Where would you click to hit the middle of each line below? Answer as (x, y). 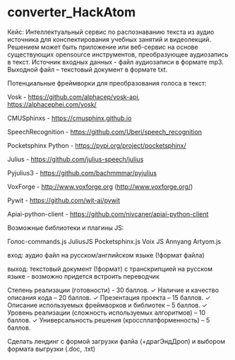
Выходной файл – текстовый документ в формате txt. (88, 69)
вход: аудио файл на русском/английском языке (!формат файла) (106, 255)
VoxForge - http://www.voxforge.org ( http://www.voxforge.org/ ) (100, 186)
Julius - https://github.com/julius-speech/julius (76, 159)
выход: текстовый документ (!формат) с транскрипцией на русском (110, 269)
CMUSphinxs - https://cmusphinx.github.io (70, 118)
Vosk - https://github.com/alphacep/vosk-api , (74, 97)
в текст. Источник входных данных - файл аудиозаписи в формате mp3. (116, 62)
